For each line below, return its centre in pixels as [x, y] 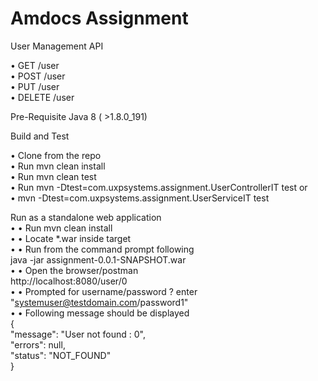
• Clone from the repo [56, 155]
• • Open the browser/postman [74, 270]
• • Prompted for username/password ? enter [104, 291]
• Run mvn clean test [53, 176]
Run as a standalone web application [86, 217]
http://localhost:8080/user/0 [69, 281]
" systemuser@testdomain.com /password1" [99, 302]
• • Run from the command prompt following [102, 249]
